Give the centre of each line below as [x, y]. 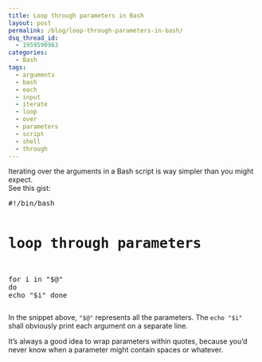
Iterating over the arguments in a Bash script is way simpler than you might [131, 171]
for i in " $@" [36, 280]
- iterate [31, 104]
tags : [17, 68]
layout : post [30, 23]
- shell [28, 141]
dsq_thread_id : [33, 38]
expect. [21, 180]
